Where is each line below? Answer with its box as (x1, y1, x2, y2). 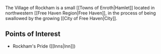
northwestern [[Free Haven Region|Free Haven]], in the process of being (5, 10, 156, 16)
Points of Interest (5, 30, 61, 38)
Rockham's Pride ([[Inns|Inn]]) (12, 43, 76, 49)
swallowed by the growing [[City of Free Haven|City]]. (5, 15, 118, 21)
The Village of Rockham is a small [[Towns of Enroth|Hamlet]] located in (5, 5, 155, 10)
